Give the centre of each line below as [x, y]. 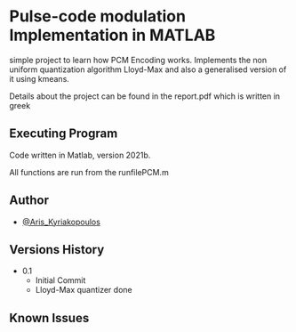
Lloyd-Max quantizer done [84, 290]
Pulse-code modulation [98, 16]
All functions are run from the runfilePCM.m [89, 172]
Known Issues [49, 318]
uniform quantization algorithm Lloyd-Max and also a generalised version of [148, 69]
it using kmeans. [39, 78]
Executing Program [64, 134]
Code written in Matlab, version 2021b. [80, 155]
